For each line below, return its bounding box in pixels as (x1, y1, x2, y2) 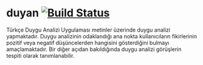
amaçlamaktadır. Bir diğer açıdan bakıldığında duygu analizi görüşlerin (6, 46, 182, 53)
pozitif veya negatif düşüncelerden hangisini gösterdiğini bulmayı (6, 39, 170, 46)
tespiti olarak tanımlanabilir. (6, 52, 75, 59)
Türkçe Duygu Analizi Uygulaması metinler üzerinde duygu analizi (6, 26, 171, 33)
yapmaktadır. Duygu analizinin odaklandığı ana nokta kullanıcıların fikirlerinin (6, 32, 198, 39)
